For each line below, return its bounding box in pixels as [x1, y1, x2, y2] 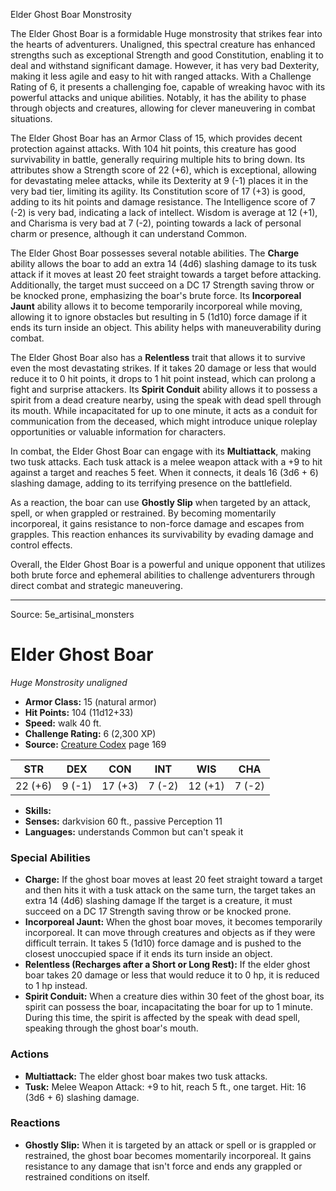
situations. [10, 113, 53, 124]
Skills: [24, 804, 52, 816]
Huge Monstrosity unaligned [10, 676, 128, 688]
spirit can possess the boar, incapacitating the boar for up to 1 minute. [24, 1001, 314, 1013]
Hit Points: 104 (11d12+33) [24, 706, 134, 718]
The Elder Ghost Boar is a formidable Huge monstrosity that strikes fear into [10, 28, 323, 39]
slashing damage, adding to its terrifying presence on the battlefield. [10, 477, 293, 489]
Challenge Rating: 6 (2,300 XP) [24, 727, 157, 739]
